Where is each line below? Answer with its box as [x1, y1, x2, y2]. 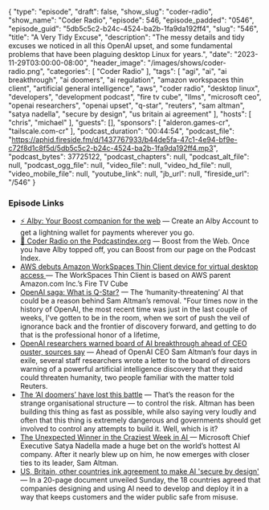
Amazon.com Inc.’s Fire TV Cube [19, 279, 128, 288]
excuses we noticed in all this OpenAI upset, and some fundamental [8, 41, 233, 51]
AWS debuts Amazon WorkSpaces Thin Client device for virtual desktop [19, 262, 259, 271]
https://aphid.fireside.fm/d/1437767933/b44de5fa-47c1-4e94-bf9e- [11, 135, 238, 144]
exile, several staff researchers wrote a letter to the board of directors [19, 356, 251, 365]
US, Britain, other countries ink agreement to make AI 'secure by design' [19, 467, 259, 476]
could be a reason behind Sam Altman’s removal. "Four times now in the [19, 296, 259, 306]
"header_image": [89, 58, 146, 67]
